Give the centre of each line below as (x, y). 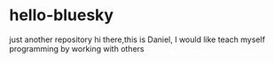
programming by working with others (77, 48)
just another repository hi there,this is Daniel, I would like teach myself (137, 39)
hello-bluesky (61, 15)
